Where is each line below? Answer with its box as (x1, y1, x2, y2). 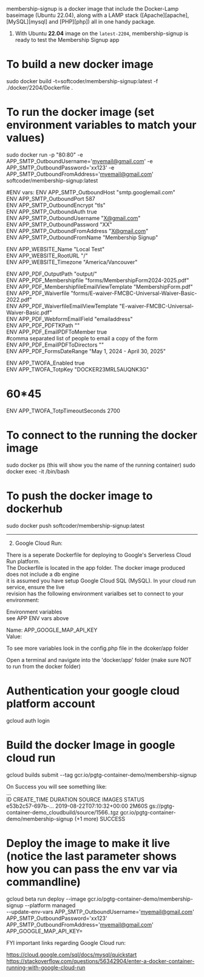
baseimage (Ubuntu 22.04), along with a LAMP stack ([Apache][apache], (6, 12, 189, 19)
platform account (6, 697, 95, 711)
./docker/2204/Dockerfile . (6, 84, 73, 91)
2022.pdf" (6, 296, 32, 303)
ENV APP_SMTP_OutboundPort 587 (6, 195, 95, 202)
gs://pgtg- (149, 802, 175, 810)
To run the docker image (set (6, 106, 155, 119)
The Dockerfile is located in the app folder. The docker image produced (6, 564, 185, 571)
